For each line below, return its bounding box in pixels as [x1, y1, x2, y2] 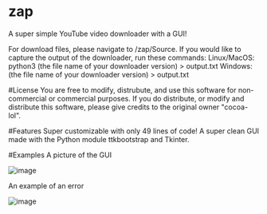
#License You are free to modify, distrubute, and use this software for [8, 85, 237, 94]
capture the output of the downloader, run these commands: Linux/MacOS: [8, 53, 255, 62]
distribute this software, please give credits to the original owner [8, 102, 220, 112]
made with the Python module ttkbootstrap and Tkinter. [8, 134, 190, 144]
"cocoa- [221, 102, 249, 112]
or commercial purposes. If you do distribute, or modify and [48, 93, 245, 103]
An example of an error [8, 180, 84, 190]
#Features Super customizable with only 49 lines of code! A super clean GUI [8, 126, 260, 136]
